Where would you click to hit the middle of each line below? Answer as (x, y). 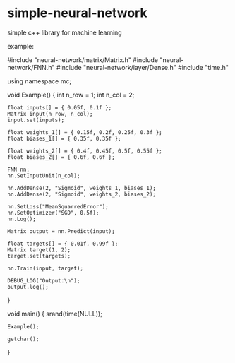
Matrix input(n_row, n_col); (50, 114)
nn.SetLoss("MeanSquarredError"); (58, 206)
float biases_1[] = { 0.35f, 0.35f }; (64, 138)
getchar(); (23, 339)
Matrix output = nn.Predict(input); (61, 231)
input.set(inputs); (36, 120)
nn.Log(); (22, 219)
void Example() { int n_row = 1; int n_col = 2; (71, 95)
